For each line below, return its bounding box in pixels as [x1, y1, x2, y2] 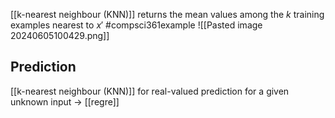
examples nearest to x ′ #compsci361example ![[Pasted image [10, 19, 263, 31]
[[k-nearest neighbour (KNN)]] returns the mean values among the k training [10, 9, 325, 20]
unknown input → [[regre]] [10, 95, 120, 108]
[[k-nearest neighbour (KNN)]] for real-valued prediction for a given [10, 85, 290, 97]
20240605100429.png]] [10, 30, 110, 41]
